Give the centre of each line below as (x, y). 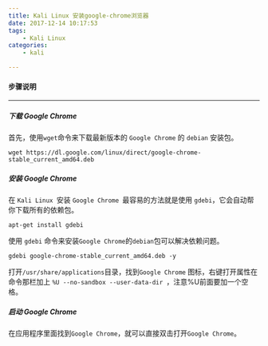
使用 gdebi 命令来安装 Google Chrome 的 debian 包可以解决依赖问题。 (116, 241)
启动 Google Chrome (43, 312)
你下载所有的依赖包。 (43, 210)
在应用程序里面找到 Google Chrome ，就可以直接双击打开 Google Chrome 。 (125, 333)
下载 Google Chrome (43, 116)
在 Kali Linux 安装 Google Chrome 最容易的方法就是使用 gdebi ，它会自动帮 (131, 200)
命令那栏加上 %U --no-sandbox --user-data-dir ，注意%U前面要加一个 (125, 282)
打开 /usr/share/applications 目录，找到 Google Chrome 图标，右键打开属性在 (133, 272)
